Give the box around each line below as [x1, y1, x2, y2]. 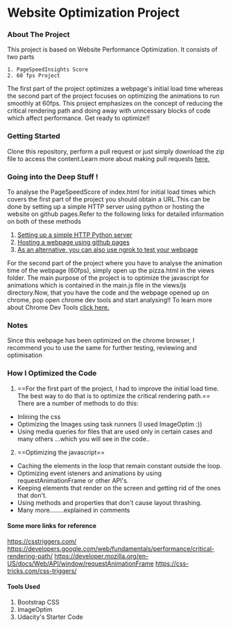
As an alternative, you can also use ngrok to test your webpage [17, 245, 198, 254]
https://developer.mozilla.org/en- [54, 552, 149, 560]
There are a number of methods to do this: [17, 399, 139, 407]
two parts [7, 53, 35, 61]
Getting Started [7, 131, 60, 141]
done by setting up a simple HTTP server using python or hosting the [7, 203, 205, 211]
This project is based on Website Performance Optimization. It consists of [7, 45, 218, 53]
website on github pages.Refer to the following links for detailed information [7, 210, 224, 218]
